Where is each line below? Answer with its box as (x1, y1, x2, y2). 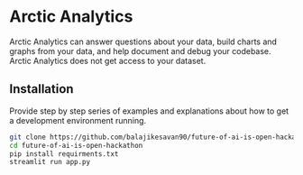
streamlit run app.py (9, 158, 91, 167)
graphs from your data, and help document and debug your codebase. (9, 45, 272, 56)
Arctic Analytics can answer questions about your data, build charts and (9, 36, 278, 47)
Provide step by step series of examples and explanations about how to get (9, 106, 289, 116)
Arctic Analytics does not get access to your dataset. (9, 55, 207, 66)
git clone (9, 133, 47, 142)
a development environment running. (9, 115, 147, 125)
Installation (9, 81, 74, 97)
